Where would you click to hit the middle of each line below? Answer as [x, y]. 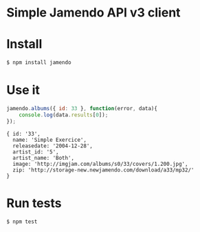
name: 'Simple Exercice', [50, 140]
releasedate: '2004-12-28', [53, 146]
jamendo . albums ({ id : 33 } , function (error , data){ [82, 108]
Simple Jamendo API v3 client [93, 13]
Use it [23, 90]
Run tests [34, 203]
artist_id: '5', [36, 152]
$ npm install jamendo [39, 63]
